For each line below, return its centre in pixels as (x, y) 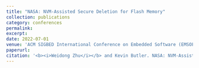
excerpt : (17, 34)
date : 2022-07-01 (28, 39)
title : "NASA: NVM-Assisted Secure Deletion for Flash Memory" (86, 12)
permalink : (20, 28)
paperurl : (18, 50)
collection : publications (38, 17)
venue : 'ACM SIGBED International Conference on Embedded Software (91, 45)
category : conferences (34, 22)
